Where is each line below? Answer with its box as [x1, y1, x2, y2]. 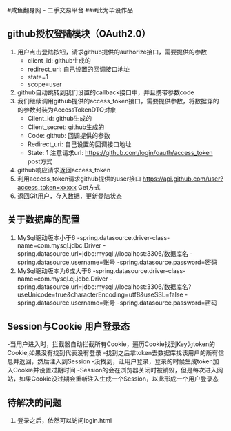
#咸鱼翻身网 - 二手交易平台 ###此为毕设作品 [7, 6, 133, 14]
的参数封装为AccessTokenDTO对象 [17, 106, 117, 114]
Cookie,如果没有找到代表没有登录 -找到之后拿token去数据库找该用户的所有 [7, 349, 219, 357]
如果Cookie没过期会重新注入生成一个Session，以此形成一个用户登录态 [19, 374, 219, 383]
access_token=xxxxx [17, 183, 77, 191]
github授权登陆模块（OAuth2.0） [7, 28, 151, 40]
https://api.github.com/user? [142, 174, 224, 183]
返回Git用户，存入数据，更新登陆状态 [17, 192, 123, 200]
